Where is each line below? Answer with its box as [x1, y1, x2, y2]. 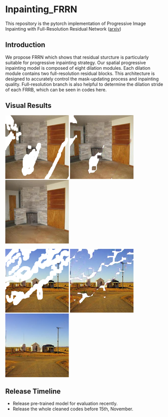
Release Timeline [5, 387, 61, 396]
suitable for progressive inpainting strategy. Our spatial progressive [5, 60, 146, 66]
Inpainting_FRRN [5, 4, 78, 15]
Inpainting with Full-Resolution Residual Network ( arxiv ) [5, 25, 122, 32]
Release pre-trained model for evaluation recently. [12, 401, 118, 407]
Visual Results [5, 101, 52, 110]
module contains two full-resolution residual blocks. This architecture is [5, 70, 155, 76]
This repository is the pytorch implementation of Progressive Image [5, 20, 146, 26]
